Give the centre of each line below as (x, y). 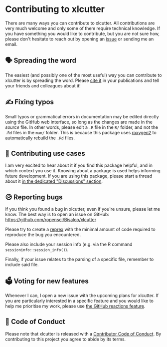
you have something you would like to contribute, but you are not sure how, (83, 33)
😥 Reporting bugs (34, 197)
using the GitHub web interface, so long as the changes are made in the (79, 122)
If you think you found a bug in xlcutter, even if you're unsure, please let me (83, 209)
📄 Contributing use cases (45, 153)
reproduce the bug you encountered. (43, 235)
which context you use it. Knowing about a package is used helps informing (83, 171)
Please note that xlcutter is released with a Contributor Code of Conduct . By (83, 334)
